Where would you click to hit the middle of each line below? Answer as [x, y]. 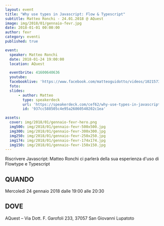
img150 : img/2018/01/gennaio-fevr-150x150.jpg [58, 145]
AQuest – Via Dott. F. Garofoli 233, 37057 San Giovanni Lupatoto [70, 218]
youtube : [18, 77]
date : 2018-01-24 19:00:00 [37, 59]
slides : [17, 91]
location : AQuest [27, 64]
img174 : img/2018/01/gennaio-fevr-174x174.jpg [58, 140]
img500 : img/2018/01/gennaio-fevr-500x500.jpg [58, 127]
